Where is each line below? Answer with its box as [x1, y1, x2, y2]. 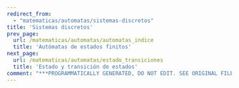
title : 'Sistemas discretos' [6, 23, 93, 31]
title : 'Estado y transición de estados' [13, 63, 138, 70]
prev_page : [6, 30, 39, 38]
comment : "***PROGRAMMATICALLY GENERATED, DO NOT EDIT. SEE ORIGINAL [6, 70, 218, 77]
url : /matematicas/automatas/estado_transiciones [13, 57, 163, 64]
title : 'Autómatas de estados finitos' [13, 43, 132, 50]
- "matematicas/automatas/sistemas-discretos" [13, 17, 154, 24]
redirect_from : [6, 10, 52, 18]
